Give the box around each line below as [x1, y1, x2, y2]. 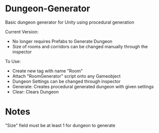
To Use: [5, 58, 21, 64]
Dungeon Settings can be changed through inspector [12, 78, 121, 84]
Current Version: [5, 29, 39, 34]
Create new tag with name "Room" [12, 67, 83, 74]
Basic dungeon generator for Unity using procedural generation [5, 19, 134, 25]
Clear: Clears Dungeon [12, 89, 59, 95]
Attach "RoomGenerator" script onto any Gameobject [12, 73, 121, 79]
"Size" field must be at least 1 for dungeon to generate [5, 122, 116, 128]
